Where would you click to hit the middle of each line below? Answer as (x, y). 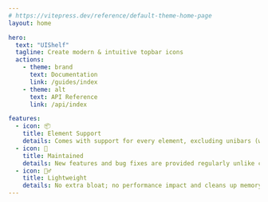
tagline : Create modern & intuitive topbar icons (99, 53)
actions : (30, 60)
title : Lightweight (55, 178)
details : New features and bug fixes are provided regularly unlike (139, 163)
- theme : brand (48, 67)
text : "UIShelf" (42, 45)
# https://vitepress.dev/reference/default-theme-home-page (110, 16)
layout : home (30, 23)
